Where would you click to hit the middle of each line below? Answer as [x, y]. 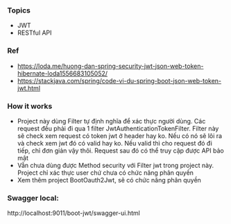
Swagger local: [33, 198]
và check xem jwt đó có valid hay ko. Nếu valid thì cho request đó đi [115, 143]
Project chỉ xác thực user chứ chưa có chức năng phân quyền [105, 173]
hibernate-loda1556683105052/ [62, 73]
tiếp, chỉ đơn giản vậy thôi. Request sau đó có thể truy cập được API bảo [120, 150]
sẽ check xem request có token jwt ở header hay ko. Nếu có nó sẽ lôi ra [120, 136]
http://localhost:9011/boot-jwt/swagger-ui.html [74, 213]
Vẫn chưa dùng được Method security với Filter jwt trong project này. [115, 165]
